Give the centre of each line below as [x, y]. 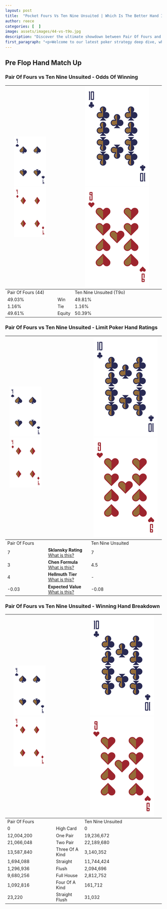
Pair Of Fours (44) [26, 293]
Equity [64, 313]
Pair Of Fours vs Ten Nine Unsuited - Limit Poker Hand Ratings [82, 327]
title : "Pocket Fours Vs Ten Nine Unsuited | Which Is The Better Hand [82, 16]
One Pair [65, 835]
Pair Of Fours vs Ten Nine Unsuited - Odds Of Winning [72, 77]
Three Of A [67, 849]
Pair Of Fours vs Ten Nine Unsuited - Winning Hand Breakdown [83, 606]
